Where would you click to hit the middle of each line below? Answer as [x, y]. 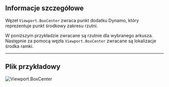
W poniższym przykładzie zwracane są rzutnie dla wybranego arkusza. [79, 35]
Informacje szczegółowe [45, 8]
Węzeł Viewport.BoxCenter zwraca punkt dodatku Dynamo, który [72, 20]
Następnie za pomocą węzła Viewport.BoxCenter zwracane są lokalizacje [81, 41]
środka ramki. [19, 46]
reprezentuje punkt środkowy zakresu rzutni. [52, 26]
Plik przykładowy [33, 67]
